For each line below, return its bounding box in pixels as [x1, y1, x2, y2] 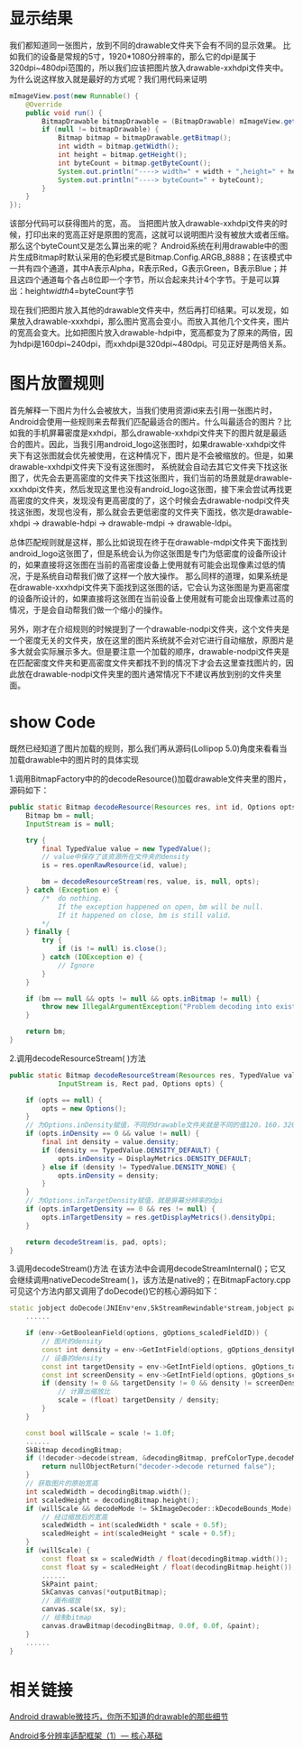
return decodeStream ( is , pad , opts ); [25, 1237, 168, 1247]
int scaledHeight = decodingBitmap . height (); [25, 1496, 200, 1505]
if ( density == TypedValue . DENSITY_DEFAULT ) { [41, 1146, 220, 1155]
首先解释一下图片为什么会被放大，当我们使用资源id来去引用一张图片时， [9, 405, 277, 416]
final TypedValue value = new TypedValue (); [41, 844, 212, 853]
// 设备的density [41, 1353, 103, 1362]
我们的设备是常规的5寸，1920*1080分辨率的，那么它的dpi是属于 [16, 50, 257, 61]
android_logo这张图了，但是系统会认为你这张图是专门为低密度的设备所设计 [9, 548, 287, 559]
